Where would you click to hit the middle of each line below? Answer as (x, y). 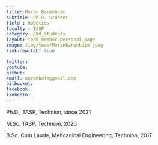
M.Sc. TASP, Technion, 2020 (41, 123)
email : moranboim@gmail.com (41, 78)
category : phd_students (36, 34)
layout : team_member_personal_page (51, 40)
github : (16, 72)
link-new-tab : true (31, 51)
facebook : (19, 90)
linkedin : (19, 95)
